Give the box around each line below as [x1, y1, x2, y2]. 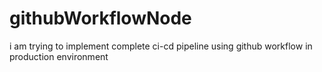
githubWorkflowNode [9, 7, 192, 30]
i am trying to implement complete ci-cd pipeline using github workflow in [9, 40, 313, 52]
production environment [9, 50, 109, 62]
